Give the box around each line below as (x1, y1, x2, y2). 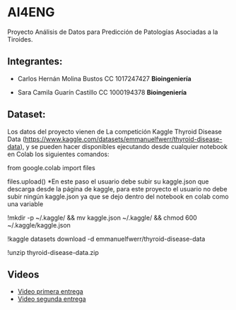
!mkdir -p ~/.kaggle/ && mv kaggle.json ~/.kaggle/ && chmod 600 (7, 213, 198, 222)
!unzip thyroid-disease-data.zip (7, 248, 99, 256)
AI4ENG (7, 4, 55, 20)
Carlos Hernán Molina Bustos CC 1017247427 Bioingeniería (17, 74, 192, 83)
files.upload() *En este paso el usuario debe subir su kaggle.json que (7, 177, 209, 186)
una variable (7, 199, 44, 208)
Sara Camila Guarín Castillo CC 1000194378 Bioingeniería (17, 88, 187, 96)
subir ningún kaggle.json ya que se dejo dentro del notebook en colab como (7, 192, 229, 201)
